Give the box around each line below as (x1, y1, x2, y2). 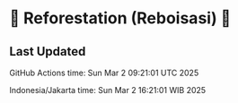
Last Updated (9, 44, 86, 59)
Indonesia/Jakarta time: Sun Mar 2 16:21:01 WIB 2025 (9, 85, 207, 95)
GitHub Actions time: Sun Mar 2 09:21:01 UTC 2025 (9, 67, 199, 78)
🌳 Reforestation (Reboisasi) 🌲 (9, 8, 232, 29)
